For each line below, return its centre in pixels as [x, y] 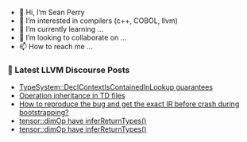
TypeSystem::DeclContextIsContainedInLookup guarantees [116, 87]
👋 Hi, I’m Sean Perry [52, 12]
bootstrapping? [44, 113]
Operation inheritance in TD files [72, 96]
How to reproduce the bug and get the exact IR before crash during [129, 104]
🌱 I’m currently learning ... [61, 29]
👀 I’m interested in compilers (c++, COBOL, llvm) [98, 21]
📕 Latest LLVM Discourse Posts [69, 70]
